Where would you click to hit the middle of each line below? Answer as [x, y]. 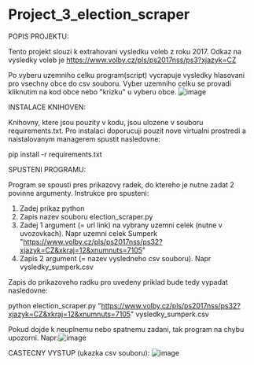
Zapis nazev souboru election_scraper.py [86, 216]
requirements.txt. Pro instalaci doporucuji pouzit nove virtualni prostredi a [127, 131]
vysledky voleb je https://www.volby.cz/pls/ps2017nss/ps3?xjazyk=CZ [122, 60]
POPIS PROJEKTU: [39, 36]
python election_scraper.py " [55, 305]
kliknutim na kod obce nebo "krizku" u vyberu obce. [92, 91]
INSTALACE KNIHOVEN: [47, 107]
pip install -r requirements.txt [55, 154]
